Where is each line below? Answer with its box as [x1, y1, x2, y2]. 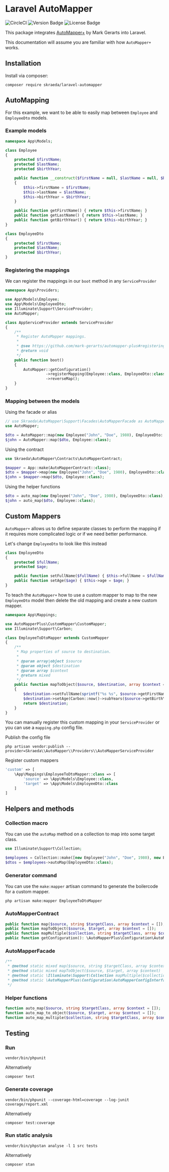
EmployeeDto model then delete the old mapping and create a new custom [5, 597, 157, 603]
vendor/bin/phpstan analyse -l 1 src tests [5, 1143, 98, 1148]
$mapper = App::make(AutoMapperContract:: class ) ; [5, 465, 112, 470]
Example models [5, 127, 47, 134]
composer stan [5, 1162, 35, 1167]
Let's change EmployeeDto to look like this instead [5, 540, 107, 547]
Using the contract [5, 446, 44, 452]
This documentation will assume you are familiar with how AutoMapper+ [5, 39, 151, 45]
